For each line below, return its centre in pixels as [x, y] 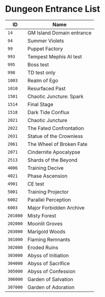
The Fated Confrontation [56, 128]
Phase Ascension [48, 176]
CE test [36, 183]
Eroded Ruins [43, 247]
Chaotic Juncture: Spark [56, 96]
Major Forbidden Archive [56, 207]
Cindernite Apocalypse [54, 152]
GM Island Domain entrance [60, 33]
